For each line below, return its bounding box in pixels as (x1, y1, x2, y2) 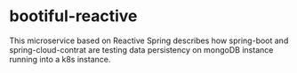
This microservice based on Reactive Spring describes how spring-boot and (9, 35, 289, 46)
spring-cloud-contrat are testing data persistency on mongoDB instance (9, 44, 274, 55)
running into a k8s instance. (9, 54, 111, 64)
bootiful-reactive (9, 6, 138, 26)
